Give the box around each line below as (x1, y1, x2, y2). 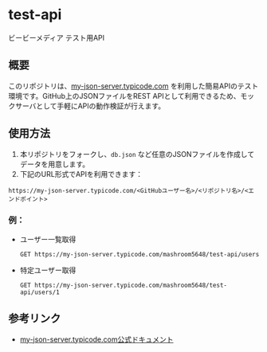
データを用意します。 (19, 159, 90, 169)
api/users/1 (19, 288, 60, 296)
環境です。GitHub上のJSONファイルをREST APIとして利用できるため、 (8, 91, 241, 100)
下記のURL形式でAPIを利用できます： (19, 169, 143, 178)
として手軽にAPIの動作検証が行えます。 (35, 101, 166, 111)
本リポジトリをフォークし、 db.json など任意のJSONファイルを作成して (19, 149, 255, 158)
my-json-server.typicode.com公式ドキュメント (19, 334, 174, 344)
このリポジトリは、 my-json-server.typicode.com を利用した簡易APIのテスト (8, 81, 259, 91)
